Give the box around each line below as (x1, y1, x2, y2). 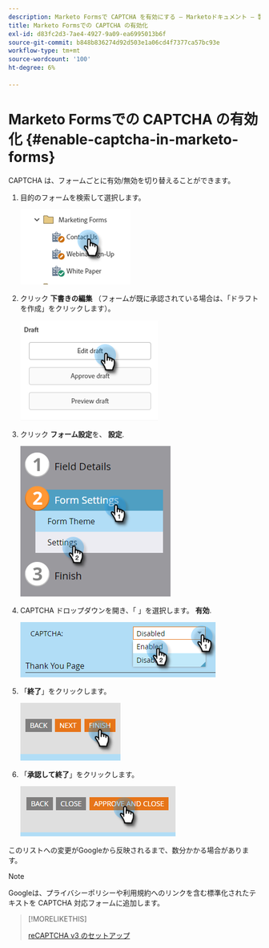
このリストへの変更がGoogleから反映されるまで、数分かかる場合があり (8, 845, 243, 855)
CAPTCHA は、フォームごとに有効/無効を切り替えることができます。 (8, 175, 235, 185)
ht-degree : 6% (8, 64, 56, 72)
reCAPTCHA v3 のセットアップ (27, 930, 130, 940)
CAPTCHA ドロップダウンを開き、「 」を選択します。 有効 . (19, 605, 212, 615)
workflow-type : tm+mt (8, 47, 81, 55)
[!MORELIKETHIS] (27, 913, 87, 923)
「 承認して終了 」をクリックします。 (19, 769, 139, 779)
